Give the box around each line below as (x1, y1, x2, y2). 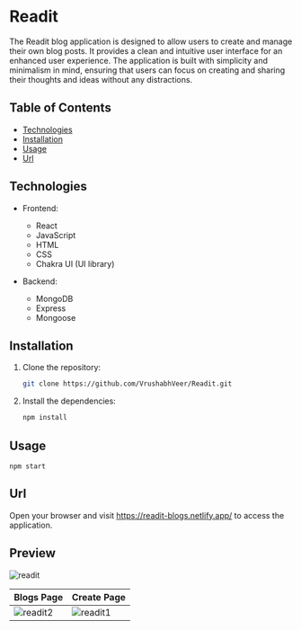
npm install (22, 413, 67, 422)
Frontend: (22, 202, 58, 213)
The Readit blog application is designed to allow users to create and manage (9, 36, 293, 47)
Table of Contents (9, 101, 112, 116)
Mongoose (35, 312, 76, 323)
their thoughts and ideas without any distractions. (9, 74, 193, 84)
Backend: (22, 276, 58, 287)
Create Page (71, 590, 126, 603)
